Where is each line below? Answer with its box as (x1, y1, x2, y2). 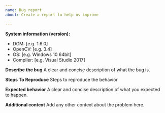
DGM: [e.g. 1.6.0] (12, 40, 48, 46)
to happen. (5, 92, 28, 98)
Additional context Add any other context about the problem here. (5, 101, 145, 107)
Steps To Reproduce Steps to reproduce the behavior (5, 76, 118, 82)
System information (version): (5, 31, 70, 37)
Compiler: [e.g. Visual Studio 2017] (12, 56, 85, 63)
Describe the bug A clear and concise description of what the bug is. (5, 67, 150, 73)
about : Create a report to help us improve (5, 12, 99, 17)
